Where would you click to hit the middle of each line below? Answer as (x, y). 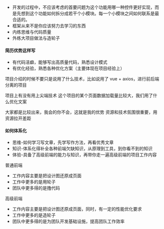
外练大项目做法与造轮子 (36, 38)
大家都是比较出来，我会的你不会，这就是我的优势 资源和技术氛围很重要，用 (81, 112)
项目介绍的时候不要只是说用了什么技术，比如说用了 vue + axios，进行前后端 (82, 79)
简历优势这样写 (20, 50)
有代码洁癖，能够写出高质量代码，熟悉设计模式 (60, 62)
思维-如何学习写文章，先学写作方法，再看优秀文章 (63, 143)
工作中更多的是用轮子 (34, 182)
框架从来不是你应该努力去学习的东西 (49, 26)
